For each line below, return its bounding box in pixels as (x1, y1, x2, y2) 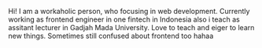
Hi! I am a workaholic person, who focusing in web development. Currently (8, 7, 250, 15)
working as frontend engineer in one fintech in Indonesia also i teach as (8, 15, 240, 24)
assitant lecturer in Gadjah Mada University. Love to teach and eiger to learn (8, 23, 255, 32)
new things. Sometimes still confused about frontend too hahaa (8, 31, 214, 40)
